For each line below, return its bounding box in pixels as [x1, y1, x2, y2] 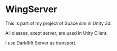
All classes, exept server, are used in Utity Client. [5, 30, 108, 36]
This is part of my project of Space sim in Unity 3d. [5, 20, 112, 26]
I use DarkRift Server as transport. [5, 39, 77, 46]
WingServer [5, 4, 57, 15]
